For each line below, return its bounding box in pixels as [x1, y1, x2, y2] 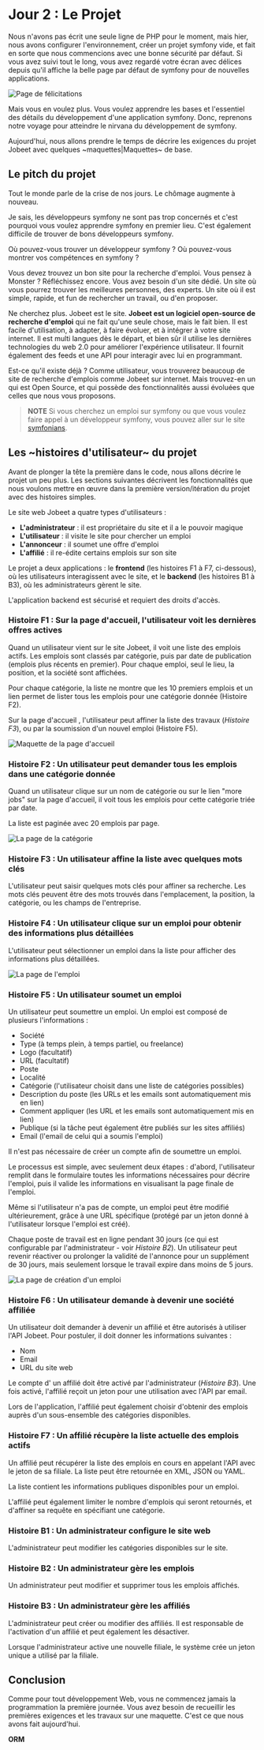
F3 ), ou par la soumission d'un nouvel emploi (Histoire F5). [8, 723, 199, 733]
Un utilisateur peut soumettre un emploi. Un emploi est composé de [8, 1007, 228, 1016]
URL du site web [19, 1363, 73, 1373]
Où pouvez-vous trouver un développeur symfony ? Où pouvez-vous [8, 244, 232, 253]
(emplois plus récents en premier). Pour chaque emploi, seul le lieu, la [8, 659, 235, 669]
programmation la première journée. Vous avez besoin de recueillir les [8, 1703, 236, 1712]
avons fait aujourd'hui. [8, 1719, 80, 1729]
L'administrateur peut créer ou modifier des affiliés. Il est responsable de [8, 1618, 244, 1628]
